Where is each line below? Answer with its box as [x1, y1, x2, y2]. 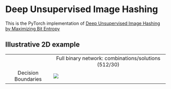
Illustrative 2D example [5, 40, 80, 49]
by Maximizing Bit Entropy [5, 25, 60, 31]
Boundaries [14, 75, 42, 82]
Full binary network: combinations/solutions [55, 55, 161, 62]
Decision [17, 69, 39, 76]
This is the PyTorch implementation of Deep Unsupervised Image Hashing [5, 20, 160, 26]
